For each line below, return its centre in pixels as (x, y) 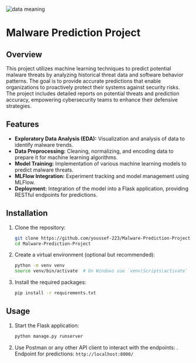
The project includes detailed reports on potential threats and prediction (93, 93)
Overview (24, 54)
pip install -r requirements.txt (55, 293)
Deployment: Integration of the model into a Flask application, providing (102, 189)
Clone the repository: (40, 227)
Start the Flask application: (47, 325)
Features (23, 124)
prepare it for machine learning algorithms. (66, 157)
